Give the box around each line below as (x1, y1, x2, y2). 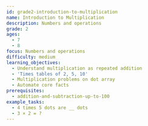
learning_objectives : (6, 59, 61, 65)
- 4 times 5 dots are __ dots (12, 104, 88, 111)
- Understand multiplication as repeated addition (12, 65, 143, 71)
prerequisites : (6, 88, 45, 94)
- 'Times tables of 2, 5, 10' (12, 71, 88, 77)
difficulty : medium (6, 54, 56, 60)
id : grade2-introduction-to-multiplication (6, 8, 118, 15)
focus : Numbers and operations (6, 48, 86, 55)
